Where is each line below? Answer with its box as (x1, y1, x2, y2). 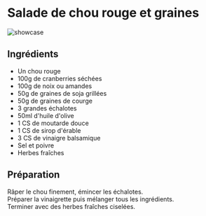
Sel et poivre (17, 141, 55, 150)
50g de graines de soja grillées (17, 89, 107, 97)
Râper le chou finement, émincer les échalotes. (7, 187, 144, 196)
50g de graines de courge (17, 96, 93, 105)
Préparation (7, 169, 60, 181)
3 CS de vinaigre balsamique (17, 134, 101, 142)
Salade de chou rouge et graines (7, 5, 200, 21)
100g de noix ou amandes (17, 82, 92, 90)
